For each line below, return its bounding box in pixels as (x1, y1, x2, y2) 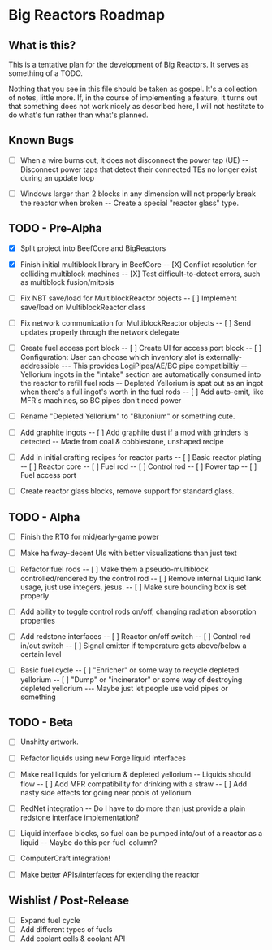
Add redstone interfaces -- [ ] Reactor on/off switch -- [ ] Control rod (19, 632, 251, 641)
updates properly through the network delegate (19, 327, 180, 337)
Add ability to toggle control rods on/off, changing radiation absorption (19, 606, 257, 616)
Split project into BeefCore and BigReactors (19, 243, 166, 253)
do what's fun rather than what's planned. (8, 110, 149, 120)
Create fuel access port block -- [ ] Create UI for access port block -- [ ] (19, 344, 262, 352)
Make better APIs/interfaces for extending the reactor (19, 869, 200, 879)
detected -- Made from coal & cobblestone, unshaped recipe (19, 437, 225, 447)
